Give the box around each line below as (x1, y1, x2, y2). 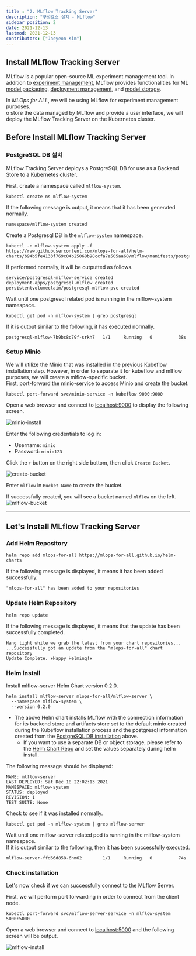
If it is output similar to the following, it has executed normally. (6, 323, 155, 330)
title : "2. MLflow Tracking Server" (6, 8, 98, 15)
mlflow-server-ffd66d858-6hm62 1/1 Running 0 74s (6, 855, 187, 861)
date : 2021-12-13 (6, 25, 48, 31)
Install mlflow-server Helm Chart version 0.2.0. (6, 682, 118, 689)
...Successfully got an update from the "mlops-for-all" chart (6, 645, 163, 651)
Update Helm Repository (6, 599, 77, 607)
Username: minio (14, 441, 56, 448)
